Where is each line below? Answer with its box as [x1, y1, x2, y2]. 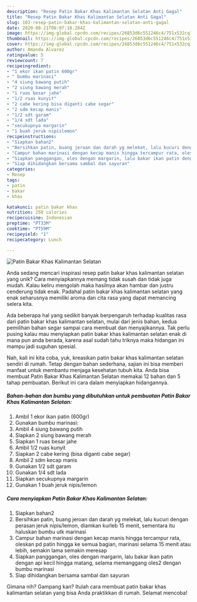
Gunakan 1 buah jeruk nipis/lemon [15, 481, 97, 489]
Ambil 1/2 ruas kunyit [15, 444, 66, 451]
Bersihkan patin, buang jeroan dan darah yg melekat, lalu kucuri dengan [15, 516, 189, 523]
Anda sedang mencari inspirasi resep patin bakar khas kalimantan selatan [6, 269, 184, 276]
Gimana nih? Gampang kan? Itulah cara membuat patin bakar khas [6, 583, 167, 590]
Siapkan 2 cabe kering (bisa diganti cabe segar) [15, 450, 131, 457]
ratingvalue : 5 [6, 52, 44, 58]
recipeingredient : [6, 63, 51, 69]
